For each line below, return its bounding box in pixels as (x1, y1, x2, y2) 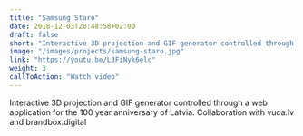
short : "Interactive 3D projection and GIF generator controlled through (9, 38, 295, 48)
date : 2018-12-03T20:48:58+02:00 (9, 22, 136, 31)
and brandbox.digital (9, 116, 87, 127)
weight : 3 (9, 64, 47, 73)
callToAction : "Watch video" (9, 73, 120, 82)
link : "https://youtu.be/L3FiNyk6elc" (9, 55, 156, 64)
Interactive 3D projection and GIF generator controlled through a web (9, 97, 268, 108)
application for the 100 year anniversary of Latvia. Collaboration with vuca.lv (9, 106, 295, 118)
